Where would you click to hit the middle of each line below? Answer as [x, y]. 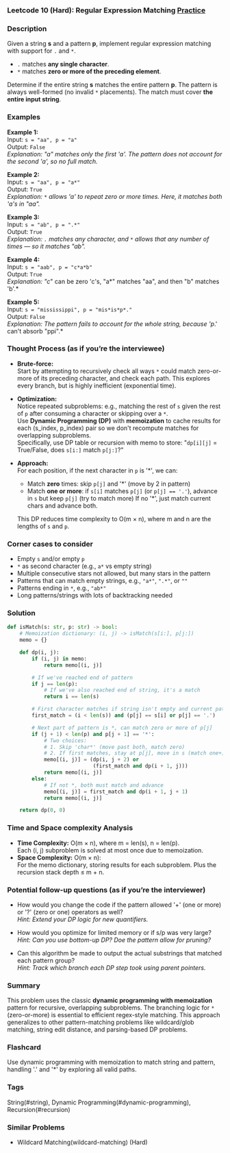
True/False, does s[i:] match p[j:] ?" [70, 450]
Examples [24, 117]
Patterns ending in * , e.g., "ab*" [62, 588]
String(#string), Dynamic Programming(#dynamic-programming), [99, 1102]
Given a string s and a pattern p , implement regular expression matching [109, 44]
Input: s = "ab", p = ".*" [44, 224]
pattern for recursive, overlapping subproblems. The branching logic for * [111, 1008]
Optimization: [37, 399]
